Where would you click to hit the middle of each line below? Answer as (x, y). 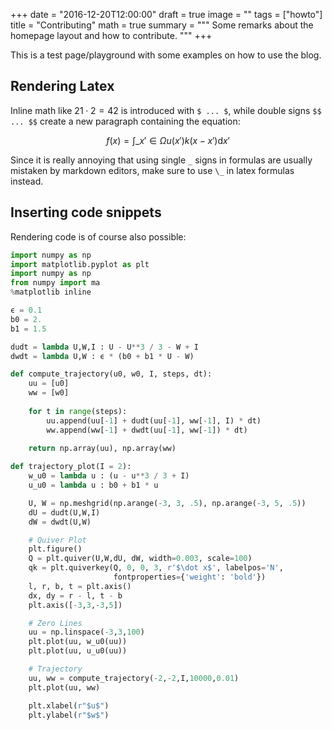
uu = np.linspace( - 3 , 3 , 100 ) (86, 632)
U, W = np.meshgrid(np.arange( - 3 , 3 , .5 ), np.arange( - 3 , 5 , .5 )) (167, 503)
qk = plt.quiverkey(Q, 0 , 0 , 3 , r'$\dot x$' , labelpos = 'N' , (156, 568)
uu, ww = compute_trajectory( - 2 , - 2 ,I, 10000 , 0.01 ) (134, 678)
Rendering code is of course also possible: (98, 236)
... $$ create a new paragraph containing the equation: (125, 121)
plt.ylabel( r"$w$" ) (69, 715)
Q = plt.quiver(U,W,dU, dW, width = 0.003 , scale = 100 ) (140, 559)
